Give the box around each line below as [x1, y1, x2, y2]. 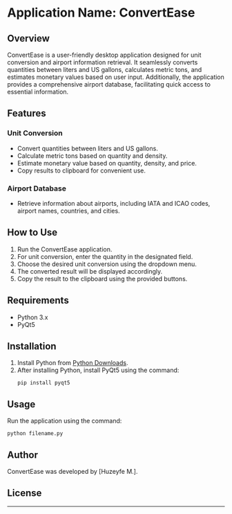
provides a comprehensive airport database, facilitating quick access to [7, 80, 211, 88]
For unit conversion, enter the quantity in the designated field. [17, 252, 193, 260]
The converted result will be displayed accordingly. [17, 267, 163, 275]
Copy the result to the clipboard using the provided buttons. [17, 274, 188, 283]
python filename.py [7, 430, 64, 437]
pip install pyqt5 [17, 380, 70, 387]
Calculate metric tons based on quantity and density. [17, 151, 168, 160]
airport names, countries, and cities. [17, 206, 120, 215]
